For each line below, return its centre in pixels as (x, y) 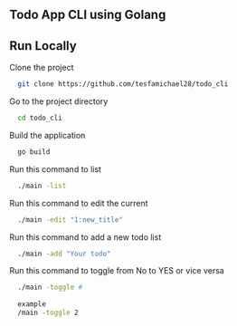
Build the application (47, 135)
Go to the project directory (59, 101)
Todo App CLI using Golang (88, 15)
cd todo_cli (40, 118)
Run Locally (43, 46)
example (32, 304)
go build (34, 152)
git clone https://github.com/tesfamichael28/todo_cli (123, 84)
